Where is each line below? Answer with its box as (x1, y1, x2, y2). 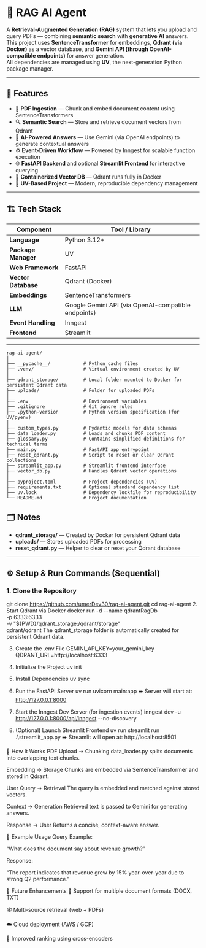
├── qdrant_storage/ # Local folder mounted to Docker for (6, 377, 183, 383)
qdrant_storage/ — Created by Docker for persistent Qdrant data (15, 531, 181, 539)
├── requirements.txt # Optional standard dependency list (6, 484, 180, 490)
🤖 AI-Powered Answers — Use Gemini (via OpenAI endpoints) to (15, 133, 180, 141)
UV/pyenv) (6, 414, 32, 420)
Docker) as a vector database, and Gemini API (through (6, 45, 148, 53)
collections (6, 457, 37, 463)
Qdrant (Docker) (64, 277, 112, 285)
